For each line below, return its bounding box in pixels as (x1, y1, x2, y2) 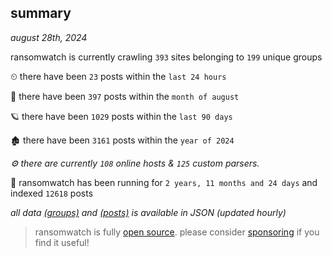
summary (10, 5, 72, 22)
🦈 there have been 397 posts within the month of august (10, 90, 240, 102)
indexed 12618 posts (10, 187, 94, 199)
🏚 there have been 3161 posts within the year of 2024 (10, 134, 235, 146)
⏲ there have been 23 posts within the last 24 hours (10, 70, 227, 82)
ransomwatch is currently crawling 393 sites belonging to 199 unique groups (10, 51, 323, 63)
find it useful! (34, 236, 90, 248)
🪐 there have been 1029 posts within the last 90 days (10, 110, 233, 122)
